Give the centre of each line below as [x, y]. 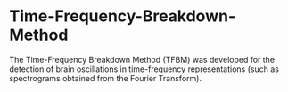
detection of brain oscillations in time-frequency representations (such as [144, 69]
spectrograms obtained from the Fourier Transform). [106, 78]
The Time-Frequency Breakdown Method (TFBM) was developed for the [142, 59]
